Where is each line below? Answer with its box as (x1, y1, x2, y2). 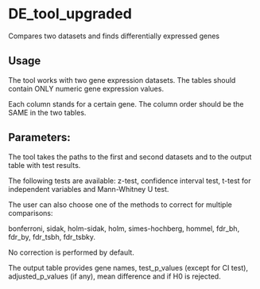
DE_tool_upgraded (8, 5, 133, 23)
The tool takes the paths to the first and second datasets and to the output (8, 152, 252, 162)
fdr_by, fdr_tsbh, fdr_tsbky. (8, 232, 96, 241)
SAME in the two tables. (8, 107, 87, 117)
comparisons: (8, 208, 53, 217)
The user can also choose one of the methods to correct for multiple (8, 200, 232, 209)
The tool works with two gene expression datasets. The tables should (8, 75, 236, 84)
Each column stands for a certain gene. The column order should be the (8, 99, 244, 108)
